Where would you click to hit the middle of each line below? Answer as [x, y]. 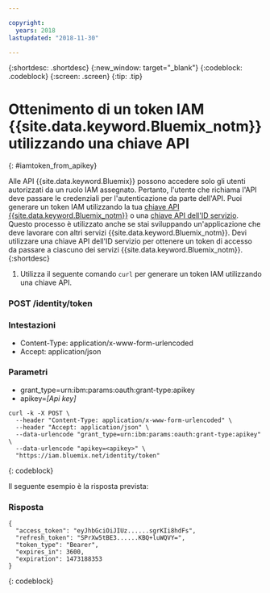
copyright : [27, 23]
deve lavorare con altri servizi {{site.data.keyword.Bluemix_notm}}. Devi [128, 233]
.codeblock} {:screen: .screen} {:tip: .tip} [75, 77]
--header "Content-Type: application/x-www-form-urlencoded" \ [124, 420]
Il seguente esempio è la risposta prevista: [79, 486]
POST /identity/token [50, 303]
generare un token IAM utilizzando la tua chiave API [94, 207]
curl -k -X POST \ [39, 413]
